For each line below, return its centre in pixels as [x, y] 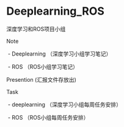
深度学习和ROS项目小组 [36, 29]
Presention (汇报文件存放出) [41, 79]
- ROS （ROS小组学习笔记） [43, 67]
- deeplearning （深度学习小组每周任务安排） [65, 104]
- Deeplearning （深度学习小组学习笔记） [60, 54]
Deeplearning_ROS [56, 11]
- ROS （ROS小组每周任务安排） [48, 117]
